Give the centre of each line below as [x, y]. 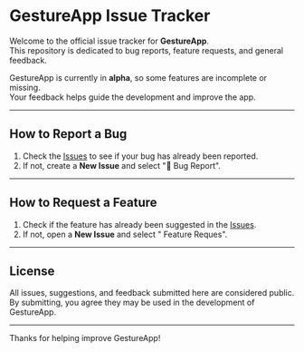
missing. [25, 87]
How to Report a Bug [68, 134]
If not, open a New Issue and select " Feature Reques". [125, 234]
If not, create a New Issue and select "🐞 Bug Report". [122, 165]
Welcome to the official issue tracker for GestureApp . [109, 41]
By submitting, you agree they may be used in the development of [132, 303]
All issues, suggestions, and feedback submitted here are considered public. [152, 293]
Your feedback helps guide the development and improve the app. [133, 97]
